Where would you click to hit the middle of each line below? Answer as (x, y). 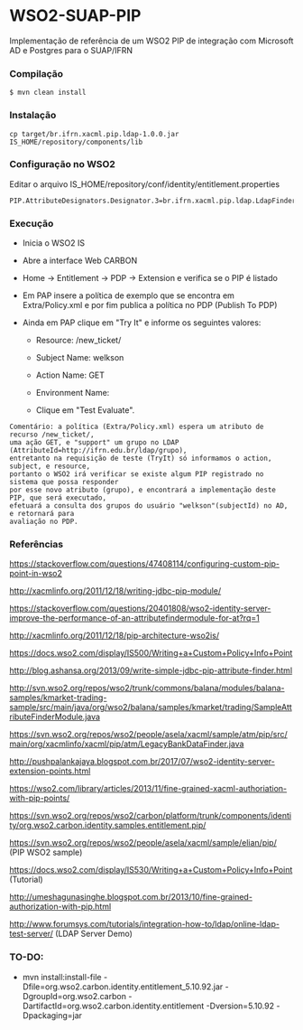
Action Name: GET (70, 375)
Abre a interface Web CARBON (80, 261)
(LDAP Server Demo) (94, 934)
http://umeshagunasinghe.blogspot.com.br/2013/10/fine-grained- (131, 897)
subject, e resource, (50, 466)
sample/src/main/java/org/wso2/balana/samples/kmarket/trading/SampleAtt (151, 707)
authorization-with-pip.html (60, 907)
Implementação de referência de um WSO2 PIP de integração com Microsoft (151, 41)
